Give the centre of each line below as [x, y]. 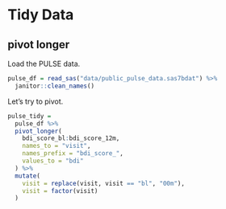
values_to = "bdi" [53, 161]
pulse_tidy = [29, 116]
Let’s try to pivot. [36, 101]
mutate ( [28, 176]
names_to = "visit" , [56, 146]
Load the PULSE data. [44, 64]
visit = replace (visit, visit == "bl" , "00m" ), [103, 183]
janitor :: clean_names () [54, 86]
